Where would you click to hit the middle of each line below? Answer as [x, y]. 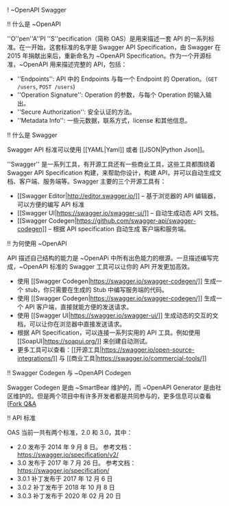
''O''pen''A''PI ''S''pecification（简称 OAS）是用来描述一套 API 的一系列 [108, 38]
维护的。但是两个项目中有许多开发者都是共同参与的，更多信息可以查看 [112, 396]
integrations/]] [37, 358]
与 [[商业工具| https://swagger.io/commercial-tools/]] [133, 358]
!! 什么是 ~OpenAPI [34, 24]
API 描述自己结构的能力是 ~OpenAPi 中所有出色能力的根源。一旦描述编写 [110, 258]
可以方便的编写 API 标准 [51, 204]
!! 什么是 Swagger [32, 135]
